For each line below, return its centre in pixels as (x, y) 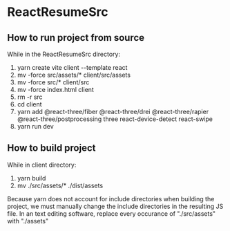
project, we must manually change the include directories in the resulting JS (115, 206)
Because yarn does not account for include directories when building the (111, 198)
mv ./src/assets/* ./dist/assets (60, 185)
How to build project (51, 148)
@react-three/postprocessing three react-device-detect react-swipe (115, 119)
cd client (30, 104)
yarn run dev (35, 126)
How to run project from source (76, 38)
